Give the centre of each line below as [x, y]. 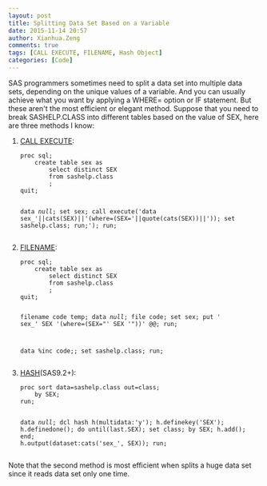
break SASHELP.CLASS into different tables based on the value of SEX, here [133, 117]
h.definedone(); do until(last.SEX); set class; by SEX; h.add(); [133, 429]
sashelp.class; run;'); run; [68, 225]
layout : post [30, 16]
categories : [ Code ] [41, 61]
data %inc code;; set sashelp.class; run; [92, 351]
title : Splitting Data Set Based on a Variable [89, 23]
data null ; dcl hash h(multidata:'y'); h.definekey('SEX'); [122, 422]
